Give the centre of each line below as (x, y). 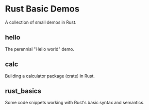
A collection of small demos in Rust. (41, 22)
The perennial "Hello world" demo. (40, 49)
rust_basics (23, 91)
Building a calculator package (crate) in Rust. (50, 76)
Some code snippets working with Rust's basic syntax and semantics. (75, 103)
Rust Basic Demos (42, 9)
